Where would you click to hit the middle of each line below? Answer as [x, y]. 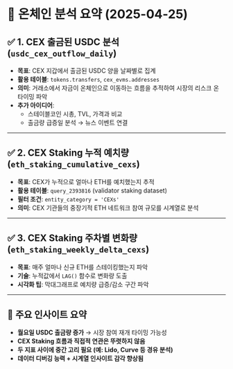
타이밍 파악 [32, 97]
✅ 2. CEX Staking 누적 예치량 [68, 153]
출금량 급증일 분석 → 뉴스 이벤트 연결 [78, 123]
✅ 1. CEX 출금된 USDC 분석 [63, 42]
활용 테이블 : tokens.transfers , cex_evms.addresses [88, 79]
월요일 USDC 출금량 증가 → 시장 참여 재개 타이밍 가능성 [92, 332]
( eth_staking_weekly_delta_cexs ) [78, 250]
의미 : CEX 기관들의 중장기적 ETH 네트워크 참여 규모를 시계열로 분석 [108, 208]
